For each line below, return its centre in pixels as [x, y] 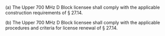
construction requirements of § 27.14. [44, 13]
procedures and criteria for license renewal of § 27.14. [62, 28]
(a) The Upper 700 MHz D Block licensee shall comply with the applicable [83, 7]
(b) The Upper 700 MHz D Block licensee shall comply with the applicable [83, 23]
